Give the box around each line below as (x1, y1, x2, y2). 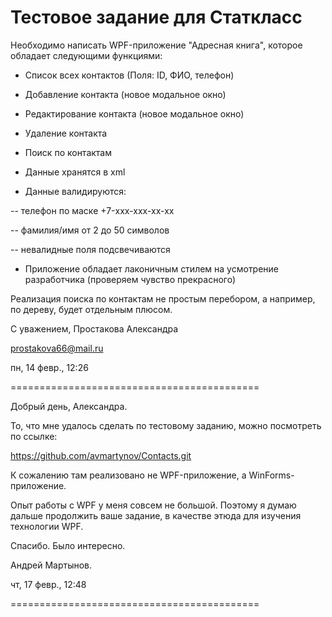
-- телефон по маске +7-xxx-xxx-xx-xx (10, 204, 175, 216)
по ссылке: (10, 430, 58, 442)
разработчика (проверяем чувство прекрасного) (24, 273, 237, 285)
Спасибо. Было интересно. (10, 539, 126, 551)
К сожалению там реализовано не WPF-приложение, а (10, 469, 247, 481)
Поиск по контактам (24, 146, 112, 158)
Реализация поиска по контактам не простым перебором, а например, (10, 292, 316, 305)
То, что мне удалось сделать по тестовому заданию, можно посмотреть (10, 419, 322, 431)
